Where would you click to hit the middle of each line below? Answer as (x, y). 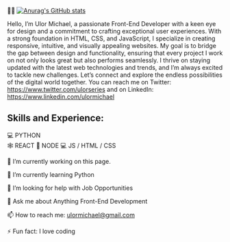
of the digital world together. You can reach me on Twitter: (89, 82)
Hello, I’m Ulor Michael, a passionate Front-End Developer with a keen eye (112, 24)
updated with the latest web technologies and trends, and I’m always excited (115, 68)
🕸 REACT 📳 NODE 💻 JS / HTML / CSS (62, 145)
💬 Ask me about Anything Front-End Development (77, 201)
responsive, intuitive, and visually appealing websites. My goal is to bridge (112, 46)
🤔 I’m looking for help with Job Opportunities (70, 188)
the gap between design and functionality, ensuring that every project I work (115, 53)
